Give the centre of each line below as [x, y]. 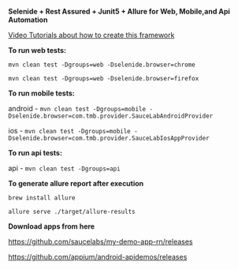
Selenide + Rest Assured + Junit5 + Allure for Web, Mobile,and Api [119, 11]
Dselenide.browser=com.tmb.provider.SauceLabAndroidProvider [111, 116]
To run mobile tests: [41, 93]
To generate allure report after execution [76, 183]
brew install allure [42, 198]
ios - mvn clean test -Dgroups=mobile [70, 131]
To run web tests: [37, 50]
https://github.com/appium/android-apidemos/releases [98, 257]
